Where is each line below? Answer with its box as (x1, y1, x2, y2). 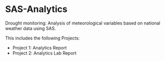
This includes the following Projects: (5, 35, 80, 41)
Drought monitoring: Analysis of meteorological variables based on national (5, 20, 160, 26)
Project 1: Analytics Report (12, 44, 67, 50)
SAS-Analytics (5, 3, 67, 15)
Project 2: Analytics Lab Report (12, 50, 76, 56)
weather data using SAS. (5, 25, 56, 31)
